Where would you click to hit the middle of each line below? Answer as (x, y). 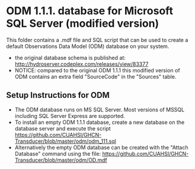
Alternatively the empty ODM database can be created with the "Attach (101, 147)
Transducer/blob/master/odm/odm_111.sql (65, 141)
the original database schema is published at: (70, 58)
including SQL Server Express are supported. (70, 116)
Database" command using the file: (58, 154)
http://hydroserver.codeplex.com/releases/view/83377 (81, 64)
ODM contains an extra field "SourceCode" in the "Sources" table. (95, 76)
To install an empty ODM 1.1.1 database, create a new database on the (100, 122)
